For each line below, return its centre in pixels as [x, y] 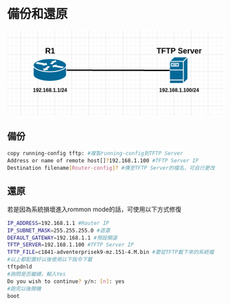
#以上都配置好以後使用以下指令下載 [50, 259]
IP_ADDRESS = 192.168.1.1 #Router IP [58, 223]
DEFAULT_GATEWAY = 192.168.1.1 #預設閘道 [62, 238]
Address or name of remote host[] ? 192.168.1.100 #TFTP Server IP [103, 161]
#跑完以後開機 [24, 288]
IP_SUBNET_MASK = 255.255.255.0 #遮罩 [59, 230]
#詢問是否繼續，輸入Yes [37, 274]
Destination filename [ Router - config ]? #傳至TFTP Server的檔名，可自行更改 [111, 168]
